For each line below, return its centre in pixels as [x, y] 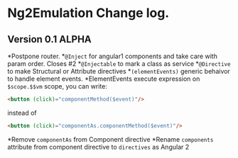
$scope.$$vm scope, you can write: [58, 86]
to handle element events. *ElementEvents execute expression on [104, 79]
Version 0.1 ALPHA [50, 39]
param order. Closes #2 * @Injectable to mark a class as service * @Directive [119, 64]
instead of [22, 113]
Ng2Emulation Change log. [88, 13]
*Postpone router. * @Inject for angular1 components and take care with [113, 56]
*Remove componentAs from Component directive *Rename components [110, 139]
